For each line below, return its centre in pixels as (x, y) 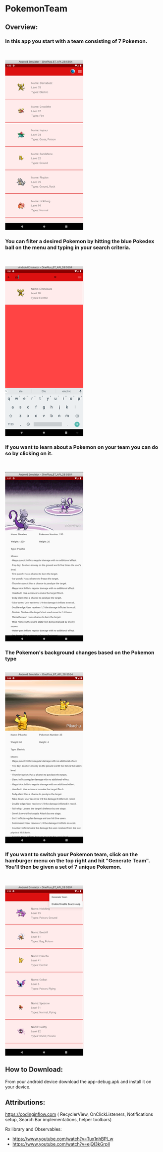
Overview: (22, 27)
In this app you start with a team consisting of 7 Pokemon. (76, 41)
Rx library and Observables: (33, 1129)
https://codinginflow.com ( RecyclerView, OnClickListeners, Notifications (79, 1114)
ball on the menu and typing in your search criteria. (68, 247)
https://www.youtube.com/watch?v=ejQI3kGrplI (61, 1144)
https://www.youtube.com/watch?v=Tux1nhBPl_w (63, 1139)
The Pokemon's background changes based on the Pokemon (80, 653)
